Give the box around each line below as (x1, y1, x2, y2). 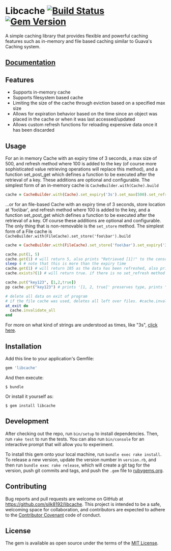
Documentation (5, 59, 56, 67)
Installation (5, 342, 42, 351)
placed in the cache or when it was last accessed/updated (12, 116, 135, 122)
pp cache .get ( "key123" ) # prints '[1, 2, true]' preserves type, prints (5, 284, 163, 289)
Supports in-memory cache (12, 89, 71, 95)
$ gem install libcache (5, 403, 56, 408)
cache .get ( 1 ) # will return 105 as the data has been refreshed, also (5, 266, 158, 271)
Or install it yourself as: (5, 393, 53, 399)
